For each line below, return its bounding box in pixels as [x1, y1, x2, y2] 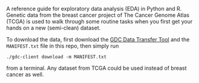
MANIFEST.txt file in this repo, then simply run [6, 42, 119, 49]
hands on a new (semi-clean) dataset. [6, 24, 101, 31]
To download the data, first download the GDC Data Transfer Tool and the [6, 36, 190, 43]
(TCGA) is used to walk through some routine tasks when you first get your [6, 18, 193, 25]
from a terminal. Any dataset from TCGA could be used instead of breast [6, 64, 187, 72]
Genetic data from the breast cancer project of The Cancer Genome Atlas [6, 11, 189, 19]
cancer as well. [6, 71, 44, 78]
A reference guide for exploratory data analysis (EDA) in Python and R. [6, 5, 182, 12]
